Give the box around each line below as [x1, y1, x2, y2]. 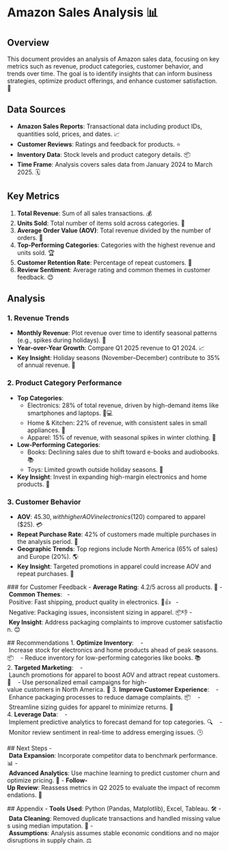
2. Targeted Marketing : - [7, 663, 83, 671]
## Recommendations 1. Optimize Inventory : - [7, 638, 144, 647]
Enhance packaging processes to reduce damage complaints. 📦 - [8, 693, 201, 701]
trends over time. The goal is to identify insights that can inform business [7, 69, 213, 77]
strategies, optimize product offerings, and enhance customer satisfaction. [7, 77, 217, 85]
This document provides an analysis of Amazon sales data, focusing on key [7, 55, 220, 63]
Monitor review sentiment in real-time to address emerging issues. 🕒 [8, 728, 204, 736]
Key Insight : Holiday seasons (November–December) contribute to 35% [16, 354, 221, 362]
